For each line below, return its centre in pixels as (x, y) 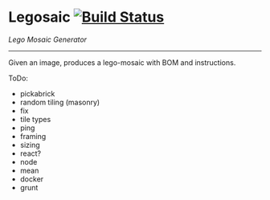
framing (33, 136)
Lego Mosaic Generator (47, 39)
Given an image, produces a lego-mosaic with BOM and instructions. (122, 62)
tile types (35, 119)
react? (31, 153)
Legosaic (39, 17)
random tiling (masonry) (60, 102)
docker (32, 179)
